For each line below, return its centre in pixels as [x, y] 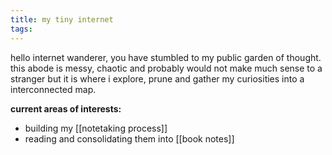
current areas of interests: [66, 108]
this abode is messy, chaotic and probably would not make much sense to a [166, 68]
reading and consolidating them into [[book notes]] [129, 138]
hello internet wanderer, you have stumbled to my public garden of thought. [166, 57]
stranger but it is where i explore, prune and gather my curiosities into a [157, 78]
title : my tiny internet [62, 19]
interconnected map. [53, 89]
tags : [21, 29]
